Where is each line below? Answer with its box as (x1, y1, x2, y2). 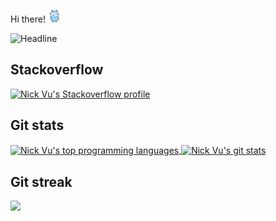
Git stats (10, 117, 65, 134)
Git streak (10, 173, 73, 190)
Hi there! (10, 13, 46, 25)
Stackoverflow (10, 61, 104, 79)
